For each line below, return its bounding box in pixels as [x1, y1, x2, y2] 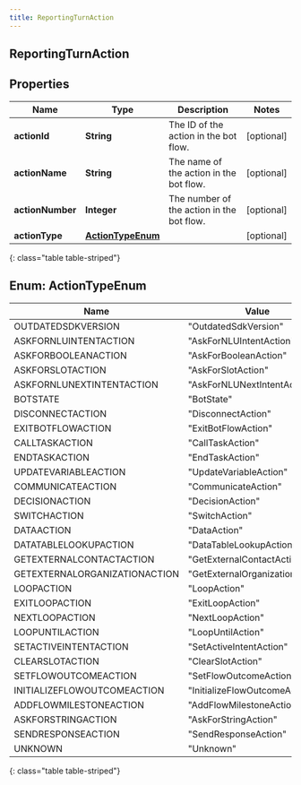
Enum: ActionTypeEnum [9, 279, 147, 294]
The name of [168, 155, 222, 168]
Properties [9, 77, 70, 92]
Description [177, 103, 229, 116]
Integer [84, 203, 117, 216]
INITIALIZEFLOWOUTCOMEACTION [13, 684, 165, 696]
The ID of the [168, 118, 224, 131]
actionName [13, 167, 67, 179]
